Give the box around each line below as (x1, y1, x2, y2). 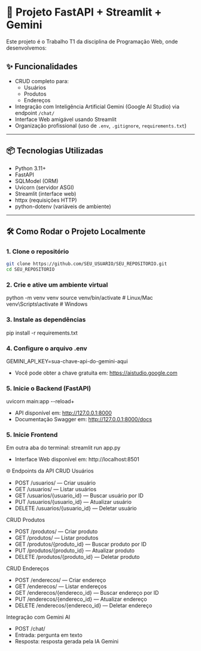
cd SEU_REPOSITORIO (6, 266, 55, 273)
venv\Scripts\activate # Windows (6, 300, 88, 308)
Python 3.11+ (14, 165, 47, 172)
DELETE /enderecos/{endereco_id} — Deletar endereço (14, 602, 153, 609)
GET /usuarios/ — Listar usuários (14, 486, 97, 493)
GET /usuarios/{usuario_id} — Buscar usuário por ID (14, 492, 144, 499)
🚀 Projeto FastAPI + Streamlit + (6, 5, 162, 19)
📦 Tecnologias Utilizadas (6, 146, 103, 156)
